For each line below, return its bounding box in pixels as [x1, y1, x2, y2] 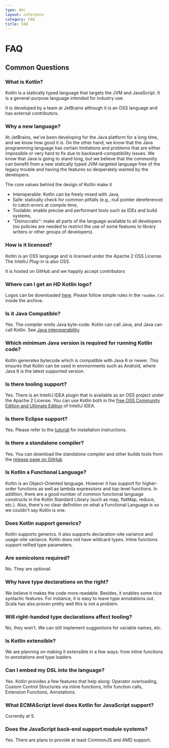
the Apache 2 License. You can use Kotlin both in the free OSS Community [5, 397, 160, 404]
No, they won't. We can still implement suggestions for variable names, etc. [5, 624, 162, 630]
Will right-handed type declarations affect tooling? [5, 613, 132, 620]
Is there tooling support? [5, 380, 67, 387]
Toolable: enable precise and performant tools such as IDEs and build [12, 207, 157, 213]
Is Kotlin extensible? [5, 637, 56, 644]
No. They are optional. [5, 566, 51, 572]
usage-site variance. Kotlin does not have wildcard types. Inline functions [5, 537, 158, 543]
